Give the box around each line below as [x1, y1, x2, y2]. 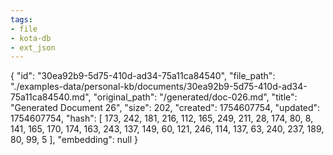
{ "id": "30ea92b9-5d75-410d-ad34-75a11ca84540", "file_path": [10, 70, 276, 82]
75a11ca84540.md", [10, 91, 92, 103]
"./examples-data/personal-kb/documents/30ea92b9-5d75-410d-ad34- [10, 81, 308, 93]
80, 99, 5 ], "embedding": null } [10, 134, 139, 146]
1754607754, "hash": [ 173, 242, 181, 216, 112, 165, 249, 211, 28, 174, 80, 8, [10, 112, 314, 125]
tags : [10, 14, 33, 25]
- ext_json [10, 42, 56, 53]
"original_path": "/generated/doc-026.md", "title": [93, 91, 298, 103]
